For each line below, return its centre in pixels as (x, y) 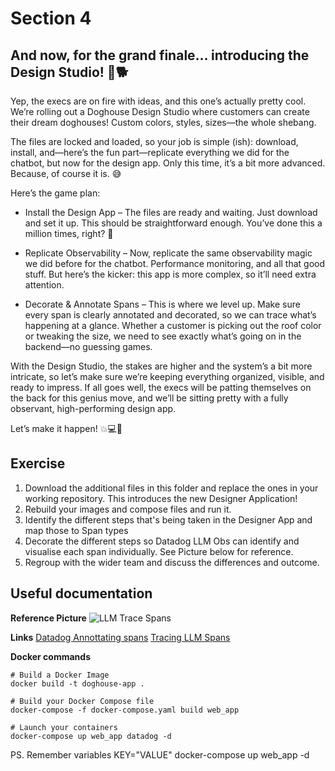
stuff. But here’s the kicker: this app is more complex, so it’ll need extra (170, 274)
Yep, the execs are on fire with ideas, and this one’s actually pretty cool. (158, 101)
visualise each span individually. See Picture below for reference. (159, 551)
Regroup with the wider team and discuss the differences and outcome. (172, 562)
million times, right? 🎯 (69, 233)
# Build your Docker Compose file (82, 701)
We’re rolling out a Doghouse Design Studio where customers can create (160, 111)
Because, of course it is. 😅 (66, 173)
